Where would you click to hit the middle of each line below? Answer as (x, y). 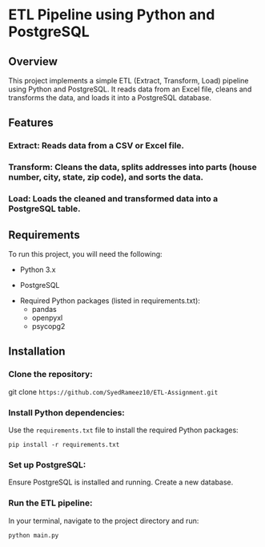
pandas (44, 309)
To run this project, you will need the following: (85, 253)
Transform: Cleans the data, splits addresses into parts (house (133, 168)
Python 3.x (38, 269)
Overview (33, 61)
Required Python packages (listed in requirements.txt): (110, 300)
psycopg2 (48, 326)
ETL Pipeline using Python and (112, 15)
